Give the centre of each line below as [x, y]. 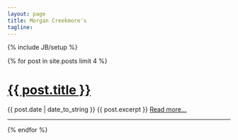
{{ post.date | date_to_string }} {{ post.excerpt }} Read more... [97, 109]
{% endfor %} [28, 130]
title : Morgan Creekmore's [47, 21]
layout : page [27, 14]
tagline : [20, 27]
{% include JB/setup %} [42, 48]
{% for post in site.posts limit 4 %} [57, 61]
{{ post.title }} [49, 90]
